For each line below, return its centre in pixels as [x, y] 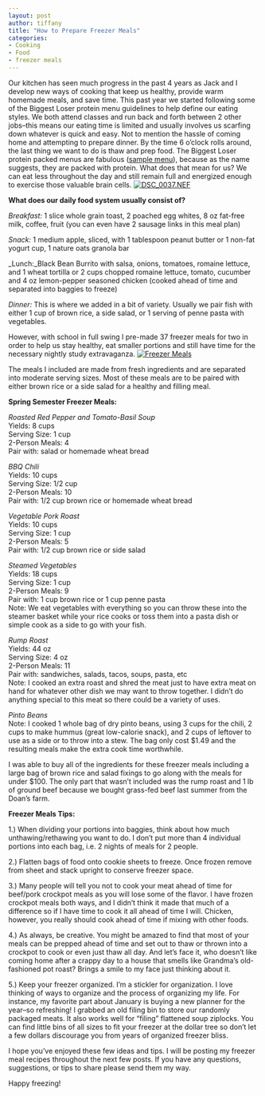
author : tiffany [35, 23]
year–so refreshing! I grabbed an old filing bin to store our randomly [119, 1010]
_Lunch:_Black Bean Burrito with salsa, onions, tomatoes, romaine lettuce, [129, 263]
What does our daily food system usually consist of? [97, 200]
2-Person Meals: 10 [40, 492]
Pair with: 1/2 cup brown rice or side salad [77, 550]
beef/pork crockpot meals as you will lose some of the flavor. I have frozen [131, 894]
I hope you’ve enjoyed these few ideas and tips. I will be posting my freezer [132, 1050]
